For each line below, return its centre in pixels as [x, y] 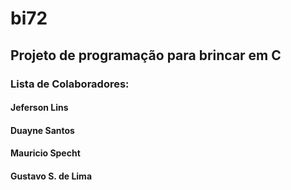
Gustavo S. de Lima [51, 176]
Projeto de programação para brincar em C [146, 55]
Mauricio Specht [45, 153]
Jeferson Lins [39, 108]
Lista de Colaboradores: [70, 84]
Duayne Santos [42, 130]
